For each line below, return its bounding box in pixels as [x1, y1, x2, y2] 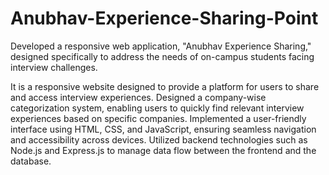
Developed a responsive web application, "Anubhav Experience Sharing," [10, 40, 312, 52]
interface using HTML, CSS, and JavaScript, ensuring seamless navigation [10, 123, 317, 135]
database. [10, 155, 52, 167]
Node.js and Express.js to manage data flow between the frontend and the [10, 144, 317, 156]
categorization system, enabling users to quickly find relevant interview [10, 102, 305, 114]
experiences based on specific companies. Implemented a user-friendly [10, 112, 307, 124]
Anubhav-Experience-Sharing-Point [10, 7, 319, 30]
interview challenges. [10, 61, 98, 73]
